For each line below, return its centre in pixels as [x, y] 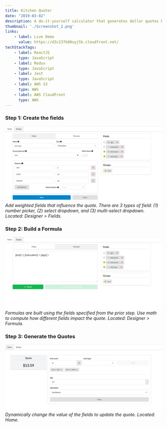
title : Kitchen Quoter [29, 10]
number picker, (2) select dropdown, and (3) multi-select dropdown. [75, 211]
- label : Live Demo [34, 37]
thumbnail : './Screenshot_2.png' [40, 26]
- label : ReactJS [32, 52]
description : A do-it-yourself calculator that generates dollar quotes [82, 21]
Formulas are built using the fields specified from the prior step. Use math [81, 313]
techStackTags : [21, 47]
